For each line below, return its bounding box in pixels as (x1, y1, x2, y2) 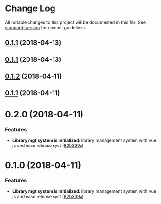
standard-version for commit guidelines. (5, 24, 86, 30)
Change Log (5, 3, 55, 14)
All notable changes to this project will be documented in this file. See (5, 19, 146, 25)
